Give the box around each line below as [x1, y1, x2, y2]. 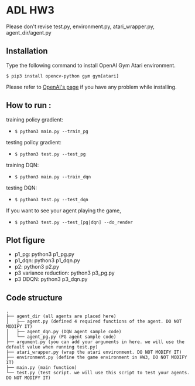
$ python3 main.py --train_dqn [14, 174, 91, 180]
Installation [6, 46, 48, 56]
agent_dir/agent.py [6, 29, 52, 36]
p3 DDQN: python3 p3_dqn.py [14, 276, 88, 283]
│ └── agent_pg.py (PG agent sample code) [6, 334, 117, 340]
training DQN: [6, 161, 39, 168]
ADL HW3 [6, 4, 54, 17]
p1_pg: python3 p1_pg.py [14, 250, 75, 258]
